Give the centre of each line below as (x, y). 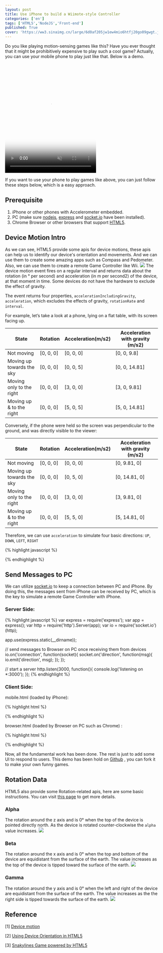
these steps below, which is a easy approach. (50, 185)
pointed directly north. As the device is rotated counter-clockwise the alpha (81, 825)
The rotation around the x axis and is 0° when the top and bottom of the (77, 854)
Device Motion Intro (35, 238)
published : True (21, 28)
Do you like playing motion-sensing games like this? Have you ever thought (80, 46)
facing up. (15, 321)
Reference (21, 915)
